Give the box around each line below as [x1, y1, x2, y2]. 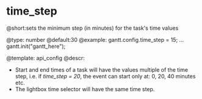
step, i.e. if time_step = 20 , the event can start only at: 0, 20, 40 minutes [15, 72, 196, 80]
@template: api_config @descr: [6, 54, 85, 61]
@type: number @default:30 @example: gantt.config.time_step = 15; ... [6, 36, 184, 43]
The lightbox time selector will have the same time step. [15, 85, 155, 92]
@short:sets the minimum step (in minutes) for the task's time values [6, 24, 179, 32]
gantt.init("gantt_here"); [6, 43, 66, 50]
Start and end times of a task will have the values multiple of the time [15, 66, 189, 73]
